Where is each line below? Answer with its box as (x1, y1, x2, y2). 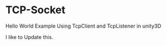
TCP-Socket (5, 3, 65, 17)
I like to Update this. (5, 33, 54, 40)
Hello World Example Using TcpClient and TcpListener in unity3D (5, 22, 162, 29)
